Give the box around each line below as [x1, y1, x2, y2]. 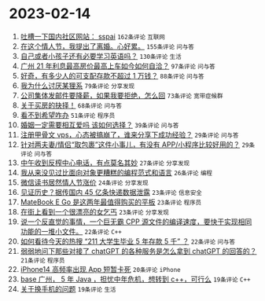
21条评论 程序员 [20, 256, 65, 264]
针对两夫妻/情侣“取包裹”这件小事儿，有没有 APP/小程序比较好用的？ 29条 [20, 139, 255, 149]
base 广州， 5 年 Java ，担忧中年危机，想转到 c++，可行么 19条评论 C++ [20, 274, 251, 284]
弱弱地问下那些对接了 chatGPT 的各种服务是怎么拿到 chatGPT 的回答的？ [20, 246, 257, 255]
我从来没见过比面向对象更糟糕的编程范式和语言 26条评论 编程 [20, 167, 213, 177]
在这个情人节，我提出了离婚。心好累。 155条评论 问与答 [20, 41, 195, 51]
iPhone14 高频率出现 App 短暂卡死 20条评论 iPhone [20, 264, 181, 273]
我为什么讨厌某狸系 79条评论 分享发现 [20, 80, 135, 90]
